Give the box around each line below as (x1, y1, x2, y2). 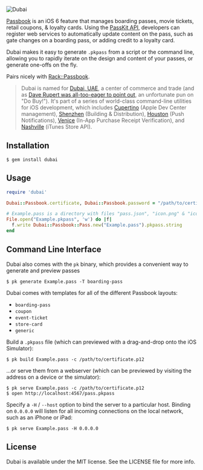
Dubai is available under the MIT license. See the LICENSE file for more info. (6, 458, 196, 465)
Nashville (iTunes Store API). (21, 123, 92, 130)
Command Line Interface (6, 245, 101, 255)
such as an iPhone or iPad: (6, 414, 72, 421)
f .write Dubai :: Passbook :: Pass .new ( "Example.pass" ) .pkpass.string (11, 222, 182, 228)
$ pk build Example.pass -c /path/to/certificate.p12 (6, 356, 145, 362)
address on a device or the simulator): (6, 373, 101, 381)
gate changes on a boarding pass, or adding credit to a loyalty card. (6, 37, 175, 43)
